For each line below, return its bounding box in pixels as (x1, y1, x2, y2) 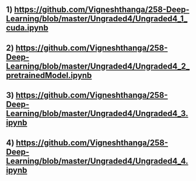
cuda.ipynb (6, 23, 48, 33)
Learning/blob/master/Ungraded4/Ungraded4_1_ (6, 14, 188, 24)
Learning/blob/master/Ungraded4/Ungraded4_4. (6, 156, 188, 166)
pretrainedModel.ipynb (6, 70, 92, 80)
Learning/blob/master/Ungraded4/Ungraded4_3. (6, 108, 188, 119)
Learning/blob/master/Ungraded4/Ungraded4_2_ (6, 61, 190, 71)
